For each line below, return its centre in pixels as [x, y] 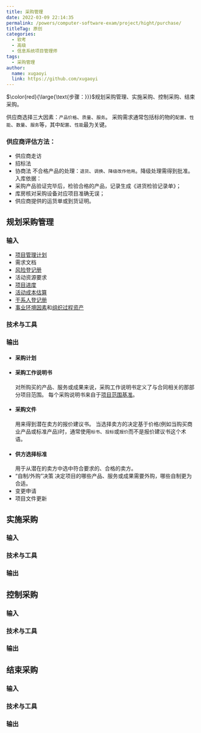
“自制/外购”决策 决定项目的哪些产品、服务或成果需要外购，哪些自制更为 [104, 476]
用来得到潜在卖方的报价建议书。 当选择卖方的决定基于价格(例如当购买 [101, 424]
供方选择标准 [31, 454]
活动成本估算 [31, 292]
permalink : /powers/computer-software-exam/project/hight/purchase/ [94, 23]
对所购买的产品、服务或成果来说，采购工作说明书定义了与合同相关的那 [102, 387]
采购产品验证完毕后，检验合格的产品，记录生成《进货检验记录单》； [98, 186]
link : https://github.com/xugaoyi [55, 79]
